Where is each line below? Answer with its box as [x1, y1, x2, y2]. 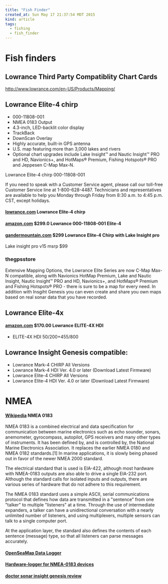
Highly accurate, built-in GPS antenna [12, 140, 91, 147]
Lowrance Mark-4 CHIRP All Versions [12, 361, 90, 368]
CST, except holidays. [5, 197, 51, 203]
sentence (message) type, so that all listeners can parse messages [5, 533, 144, 539]
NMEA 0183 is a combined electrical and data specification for [5, 423, 134, 429]
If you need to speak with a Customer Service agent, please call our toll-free [5, 181, 163, 187]
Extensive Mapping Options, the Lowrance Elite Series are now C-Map [5, 267, 150, 273]
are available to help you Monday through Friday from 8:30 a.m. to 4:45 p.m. [5, 192, 163, 198]
